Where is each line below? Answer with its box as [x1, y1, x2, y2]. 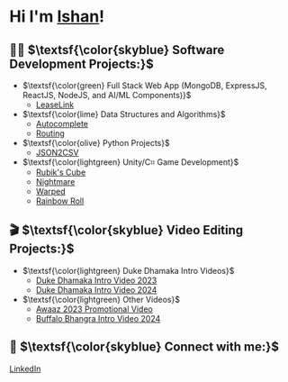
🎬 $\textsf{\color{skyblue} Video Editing [9, 223, 244, 238]
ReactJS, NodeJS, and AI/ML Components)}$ [22, 90, 192, 100]
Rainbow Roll [35, 196, 85, 206]
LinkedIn [9, 363, 41, 374]
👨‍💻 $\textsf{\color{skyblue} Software [9, 42, 225, 58]
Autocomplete [35, 119, 88, 129]
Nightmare [35, 177, 76, 186]
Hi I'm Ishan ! [9, 6, 105, 27]
